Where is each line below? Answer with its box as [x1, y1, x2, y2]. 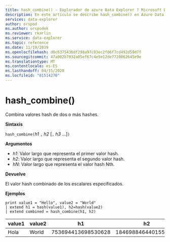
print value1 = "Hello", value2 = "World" [5, 200, 96, 205]
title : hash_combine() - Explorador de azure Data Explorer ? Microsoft [5, 7, 162, 13]
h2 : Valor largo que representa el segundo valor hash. [12, 156, 125, 162]
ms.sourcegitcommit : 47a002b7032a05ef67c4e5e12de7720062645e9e [5, 54, 142, 59]
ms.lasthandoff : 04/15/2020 [5, 69, 65, 74]
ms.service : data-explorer [5, 36, 62, 41]
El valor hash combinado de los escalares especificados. [5, 180, 124, 187]
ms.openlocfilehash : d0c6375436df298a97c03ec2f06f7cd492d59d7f [5, 49, 142, 54]
